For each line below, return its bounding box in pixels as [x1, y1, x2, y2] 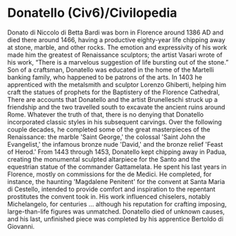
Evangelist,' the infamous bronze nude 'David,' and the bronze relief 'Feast [7, 140, 223, 148]
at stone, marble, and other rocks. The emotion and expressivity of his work [7, 43, 228, 51]
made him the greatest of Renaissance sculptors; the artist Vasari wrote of [7, 51, 223, 59]
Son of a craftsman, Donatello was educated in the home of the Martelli [7, 65, 214, 74]
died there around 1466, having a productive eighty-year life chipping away [7, 35, 225, 44]
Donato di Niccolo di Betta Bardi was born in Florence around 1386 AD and [7, 28, 224, 37]
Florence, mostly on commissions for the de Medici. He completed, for [7, 170, 212, 178]
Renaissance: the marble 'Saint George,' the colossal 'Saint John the [7, 132, 206, 141]
